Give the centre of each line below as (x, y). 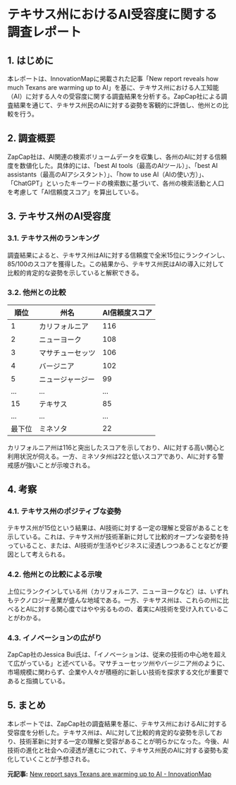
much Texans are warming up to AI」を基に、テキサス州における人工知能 (113, 88)
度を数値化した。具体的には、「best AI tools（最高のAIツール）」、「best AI (113, 165)
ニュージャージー (67, 379)
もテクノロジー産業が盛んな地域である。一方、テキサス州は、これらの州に (115, 600)
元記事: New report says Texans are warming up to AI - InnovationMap (110, 774)
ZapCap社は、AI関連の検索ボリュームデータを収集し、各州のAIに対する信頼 (117, 157)
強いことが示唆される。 (60, 465)
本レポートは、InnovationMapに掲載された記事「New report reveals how (113, 79)
